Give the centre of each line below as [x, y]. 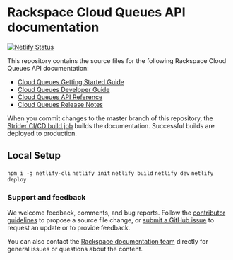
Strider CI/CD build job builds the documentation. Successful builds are [111, 125]
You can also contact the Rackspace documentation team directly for [108, 242]
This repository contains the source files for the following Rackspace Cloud [117, 60]
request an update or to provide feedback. [69, 228]
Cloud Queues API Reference [60, 97]
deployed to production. [42, 133]
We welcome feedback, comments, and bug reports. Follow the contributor [116, 213]
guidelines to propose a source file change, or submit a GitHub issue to [110, 220]
